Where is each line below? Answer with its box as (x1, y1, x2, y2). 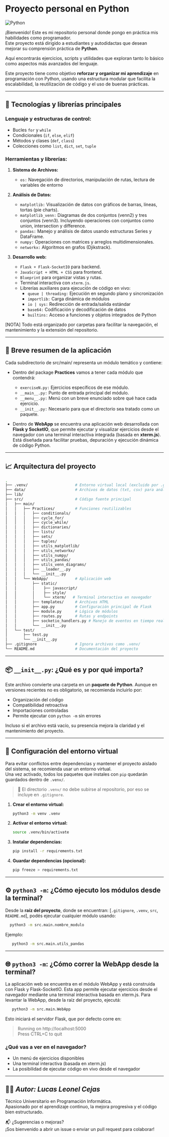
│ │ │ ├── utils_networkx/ (5, 548, 75, 553)
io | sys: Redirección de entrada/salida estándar (27, 301, 131, 307)
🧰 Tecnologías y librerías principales (5, 100, 122, 109)
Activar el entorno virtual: (12, 820, 68, 826)
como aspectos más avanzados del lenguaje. (5, 60, 99, 66)
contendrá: (12, 374, 36, 380)
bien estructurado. (5, 1109, 44, 1115)
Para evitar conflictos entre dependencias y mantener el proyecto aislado (5, 760, 157, 766)
